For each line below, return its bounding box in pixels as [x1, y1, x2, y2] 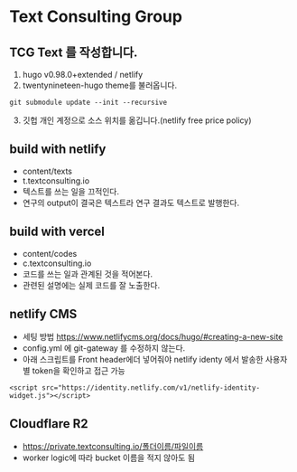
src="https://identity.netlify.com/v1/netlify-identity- [42, 383, 260, 392]
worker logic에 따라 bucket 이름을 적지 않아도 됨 [22, 452, 196, 463]
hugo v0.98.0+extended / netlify [22, 70, 144, 80]
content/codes [22, 248, 78, 259]
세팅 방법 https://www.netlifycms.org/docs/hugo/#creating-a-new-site [22, 332, 283, 343]
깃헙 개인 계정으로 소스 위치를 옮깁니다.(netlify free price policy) [22, 115, 252, 126]
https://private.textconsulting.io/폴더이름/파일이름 [22, 441, 204, 452]
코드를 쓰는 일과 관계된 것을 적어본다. [22, 269, 153, 279]
